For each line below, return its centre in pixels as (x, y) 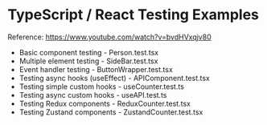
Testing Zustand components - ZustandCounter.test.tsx (111, 112)
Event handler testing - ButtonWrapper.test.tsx (96, 69)
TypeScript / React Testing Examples (133, 15)
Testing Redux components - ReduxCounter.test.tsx (105, 103)
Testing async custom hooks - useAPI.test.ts (93, 95)
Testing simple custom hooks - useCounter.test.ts (101, 87)
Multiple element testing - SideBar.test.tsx (88, 61)
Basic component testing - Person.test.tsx (88, 52)
